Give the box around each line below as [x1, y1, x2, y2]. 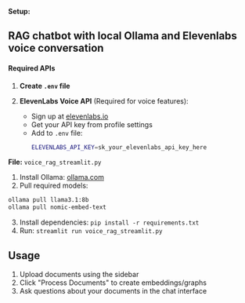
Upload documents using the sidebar [19, 270, 139, 279]
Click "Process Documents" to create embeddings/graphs [19, 278, 207, 287]
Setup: [8, 7, 31, 16]
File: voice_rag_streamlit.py [8, 157, 102, 167]
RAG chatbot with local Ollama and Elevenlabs [8, 29, 237, 42]
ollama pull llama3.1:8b [8, 196, 89, 204]
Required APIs [8, 63, 56, 73]
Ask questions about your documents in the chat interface [19, 287, 207, 296]
